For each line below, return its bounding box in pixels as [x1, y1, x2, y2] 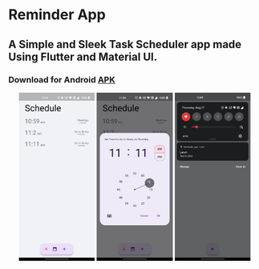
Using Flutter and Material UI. [8, 50, 158, 63]
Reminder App [8, 6, 106, 24]
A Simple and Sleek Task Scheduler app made [8, 38, 242, 51]
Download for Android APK [8, 74, 115, 85]
